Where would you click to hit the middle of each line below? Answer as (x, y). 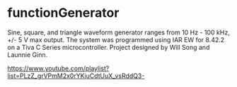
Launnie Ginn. (28, 55)
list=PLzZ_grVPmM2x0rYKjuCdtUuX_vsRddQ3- (76, 76)
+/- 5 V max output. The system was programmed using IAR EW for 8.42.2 (116, 39)
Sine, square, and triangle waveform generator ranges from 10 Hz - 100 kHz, (118, 32)
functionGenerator (63, 13)
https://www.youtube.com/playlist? (58, 68)
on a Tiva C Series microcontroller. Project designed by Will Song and (109, 47)
